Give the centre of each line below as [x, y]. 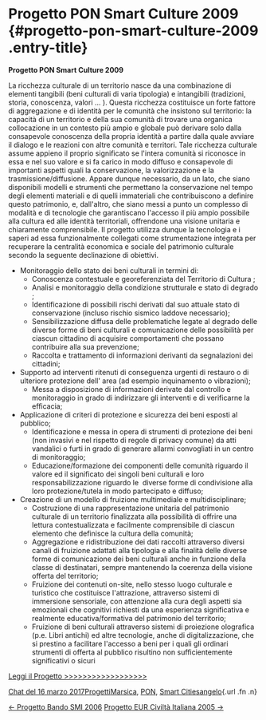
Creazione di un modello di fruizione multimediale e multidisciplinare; [133, 499]
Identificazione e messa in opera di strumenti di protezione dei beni [142, 431]
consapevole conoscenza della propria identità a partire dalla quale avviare [131, 136]
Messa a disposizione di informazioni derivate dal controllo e [131, 389]
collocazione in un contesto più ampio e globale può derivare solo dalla [125, 128]
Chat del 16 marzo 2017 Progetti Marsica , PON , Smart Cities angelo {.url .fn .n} [133, 691]
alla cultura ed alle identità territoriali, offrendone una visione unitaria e [124, 221]
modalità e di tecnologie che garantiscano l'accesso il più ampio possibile [129, 212]
